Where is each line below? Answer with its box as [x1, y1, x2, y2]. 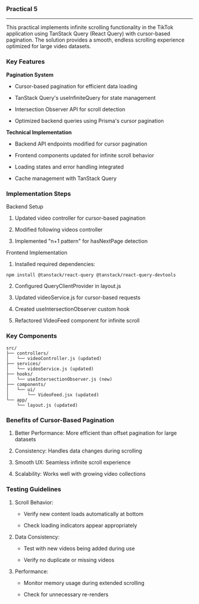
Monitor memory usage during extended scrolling [23, 579, 145, 586]
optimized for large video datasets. [6, 43, 91, 50]
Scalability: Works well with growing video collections [14, 470, 146, 477]
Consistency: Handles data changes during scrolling [14, 447, 142, 454]
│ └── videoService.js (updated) [6, 366, 94, 372]
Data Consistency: [14, 533, 60, 540]
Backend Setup [6, 203, 43, 210]
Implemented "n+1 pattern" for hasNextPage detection [14, 237, 148, 245]
